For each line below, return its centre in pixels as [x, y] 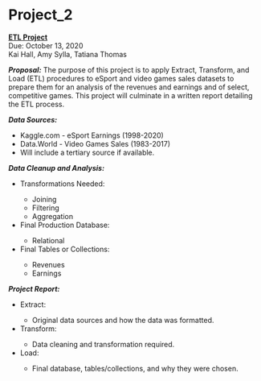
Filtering [46, 208]
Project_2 [41, 15]
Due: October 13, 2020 [46, 45]
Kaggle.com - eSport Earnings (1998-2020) [92, 135]
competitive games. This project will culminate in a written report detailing [130, 95]
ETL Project [28, 37]
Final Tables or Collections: [65, 249]
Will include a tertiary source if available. [87, 152]
